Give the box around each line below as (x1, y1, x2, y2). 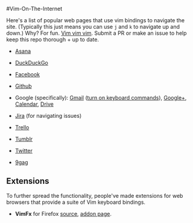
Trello (14, 124, 30, 131)
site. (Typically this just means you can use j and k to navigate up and (6, 23, 180, 30)
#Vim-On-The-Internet (6, 5, 63, 12)
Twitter (14, 147, 33, 154)
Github (14, 82, 32, 90)
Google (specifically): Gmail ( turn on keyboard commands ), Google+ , (14, 94, 187, 101)
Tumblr (14, 135, 33, 142)
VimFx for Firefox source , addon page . (14, 210, 112, 217)
